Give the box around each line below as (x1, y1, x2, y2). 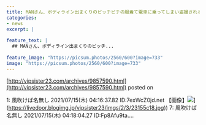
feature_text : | (6, 37, 48, 44)
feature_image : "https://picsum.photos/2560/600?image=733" (6, 55, 164, 61)
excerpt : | (6, 26, 34, 32)
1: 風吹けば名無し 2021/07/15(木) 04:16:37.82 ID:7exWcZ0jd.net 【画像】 (6, 96, 188, 104)
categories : (6, 15, 37, 21)
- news (6, 20, 23, 26)
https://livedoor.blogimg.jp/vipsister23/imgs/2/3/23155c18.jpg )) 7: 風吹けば (8, 104, 197, 111)
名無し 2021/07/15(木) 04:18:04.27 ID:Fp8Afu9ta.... (6, 112, 134, 119)
